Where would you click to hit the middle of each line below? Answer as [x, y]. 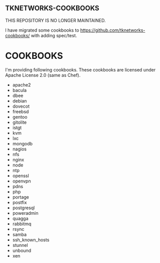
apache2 [22, 84]
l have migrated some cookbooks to [42, 30]
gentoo [20, 117]
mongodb [22, 143]
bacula [19, 90]
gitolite [19, 122]
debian [20, 101]
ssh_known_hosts [31, 240]
